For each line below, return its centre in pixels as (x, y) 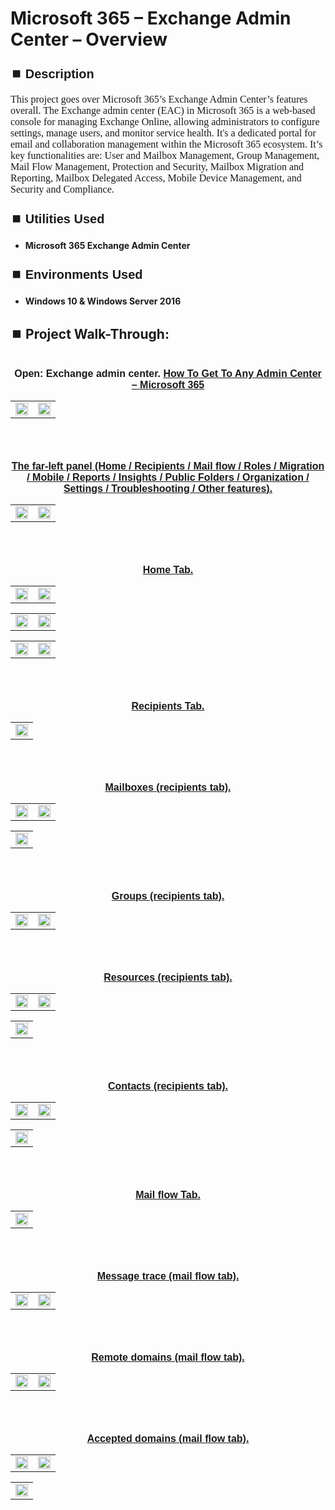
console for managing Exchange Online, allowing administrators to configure (165, 122)
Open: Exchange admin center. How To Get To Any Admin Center (168, 373)
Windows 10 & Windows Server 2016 (103, 301)
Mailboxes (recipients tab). (168, 787)
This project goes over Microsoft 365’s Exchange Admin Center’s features (159, 99)
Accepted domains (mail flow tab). (168, 1438)
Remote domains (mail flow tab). (168, 1357)
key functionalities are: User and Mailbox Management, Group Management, (165, 156)
